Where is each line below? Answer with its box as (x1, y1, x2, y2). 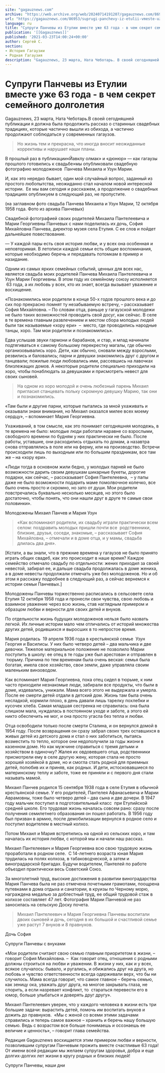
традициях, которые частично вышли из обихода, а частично (5, 126, 134, 132)
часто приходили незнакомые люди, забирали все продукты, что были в (5, 682, 158, 688)
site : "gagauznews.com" (5, 7, 54, 12)
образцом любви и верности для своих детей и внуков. (5, 606, 122, 612)
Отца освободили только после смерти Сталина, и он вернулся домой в (5, 723, 158, 729)
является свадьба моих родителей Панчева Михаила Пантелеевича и (5, 271, 152, 277)
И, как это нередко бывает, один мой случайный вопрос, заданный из (5, 175, 153, 182)
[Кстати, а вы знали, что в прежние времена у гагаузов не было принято (5, 550, 158, 556)
